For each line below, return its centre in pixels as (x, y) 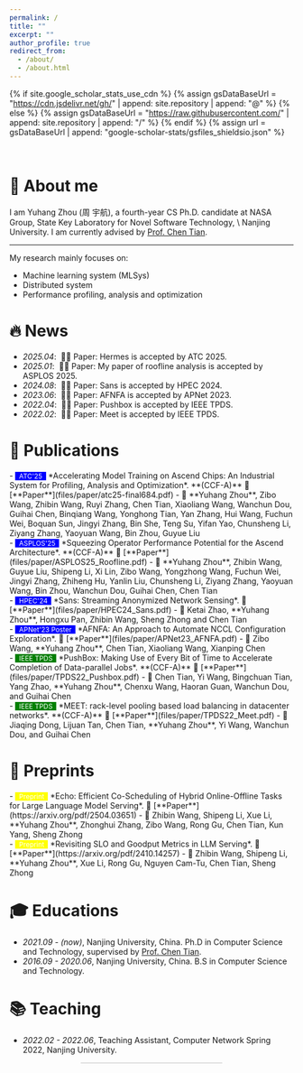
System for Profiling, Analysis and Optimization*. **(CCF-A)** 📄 (129, 485)
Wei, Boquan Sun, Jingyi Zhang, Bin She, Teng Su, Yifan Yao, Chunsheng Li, (150, 523)
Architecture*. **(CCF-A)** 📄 (65, 552)
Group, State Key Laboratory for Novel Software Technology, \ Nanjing (140, 222)
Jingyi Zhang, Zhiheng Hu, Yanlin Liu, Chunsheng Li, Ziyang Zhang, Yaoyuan (151, 581)
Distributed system (57, 284)
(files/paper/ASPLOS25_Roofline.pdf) (78, 561)
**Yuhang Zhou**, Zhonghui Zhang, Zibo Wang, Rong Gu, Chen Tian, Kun (147, 824)
